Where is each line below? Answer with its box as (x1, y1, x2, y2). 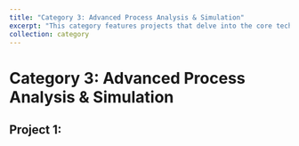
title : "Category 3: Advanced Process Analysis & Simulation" (9, 12, 245, 22)
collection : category (9, 29, 90, 38)
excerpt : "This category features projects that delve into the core (9, 21, 273, 30)
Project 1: (9, 122, 62, 137)
